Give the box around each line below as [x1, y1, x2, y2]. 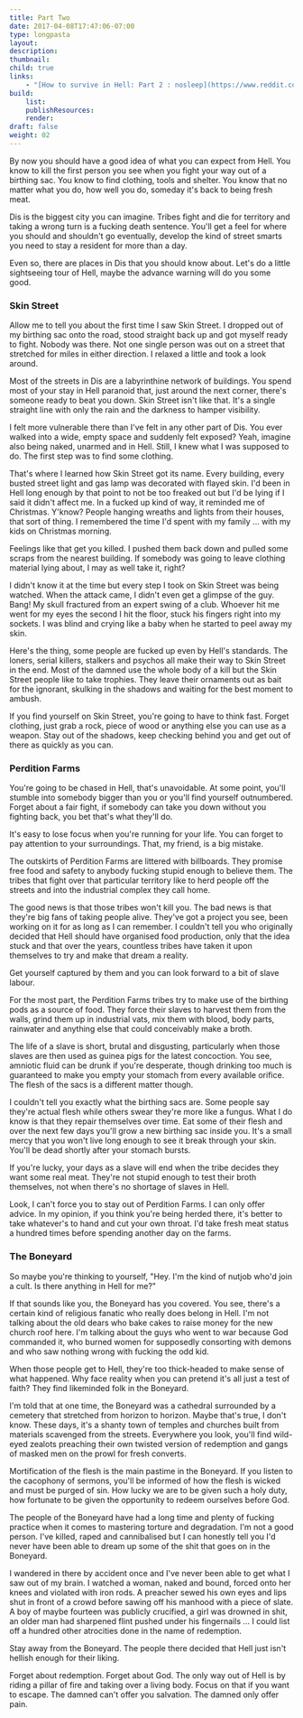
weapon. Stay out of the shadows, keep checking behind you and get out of [9, 730, 291, 741]
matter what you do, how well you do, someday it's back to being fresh [9, 184, 273, 195]
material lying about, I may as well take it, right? [9, 562, 186, 573]
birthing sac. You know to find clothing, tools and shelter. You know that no [9, 174, 288, 185]
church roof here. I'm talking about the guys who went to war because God [9, 1326, 289, 1337]
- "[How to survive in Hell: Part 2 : [25, 80, 171, 89]
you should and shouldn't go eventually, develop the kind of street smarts [9, 230, 282, 241]
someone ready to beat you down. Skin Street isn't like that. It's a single [9, 395, 276, 406]
